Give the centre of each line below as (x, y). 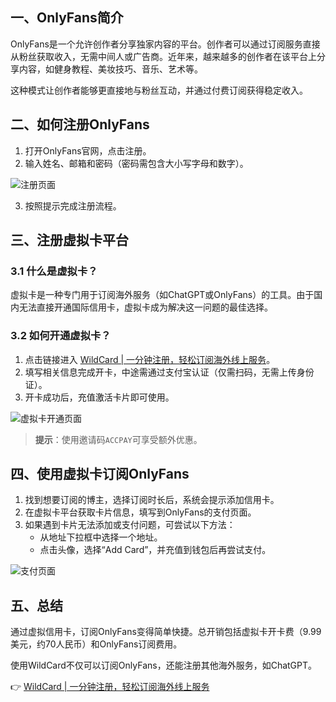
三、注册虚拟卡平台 (69, 240)
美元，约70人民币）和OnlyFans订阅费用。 (96, 644)
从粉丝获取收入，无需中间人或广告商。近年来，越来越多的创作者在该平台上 (163, 56)
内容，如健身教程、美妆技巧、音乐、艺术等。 (110, 69)
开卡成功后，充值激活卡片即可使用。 (99, 397)
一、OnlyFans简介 (67, 18)
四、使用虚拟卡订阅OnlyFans (100, 474)
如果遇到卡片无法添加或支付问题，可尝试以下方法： (130, 525)
